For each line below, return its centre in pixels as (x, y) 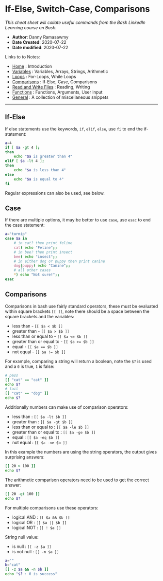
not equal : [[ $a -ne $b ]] (40, 442)
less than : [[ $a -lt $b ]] (39, 417)
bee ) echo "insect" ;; (35, 256)
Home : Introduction (32, 66)
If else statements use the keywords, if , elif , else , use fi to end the (74, 129)
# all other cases (32, 270)
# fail (12, 389)
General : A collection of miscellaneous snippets (60, 97)
